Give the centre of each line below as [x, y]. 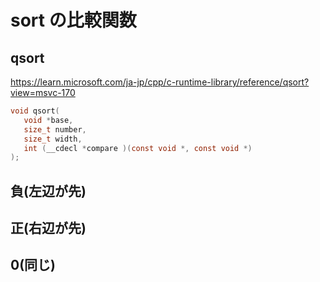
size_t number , [55, 129]
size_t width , [53, 139]
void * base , [48, 120]
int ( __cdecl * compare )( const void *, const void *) [138, 148]
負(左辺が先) [48, 191]
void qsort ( [35, 111]
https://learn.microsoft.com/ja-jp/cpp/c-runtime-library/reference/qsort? [160, 82]
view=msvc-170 [43, 92]
